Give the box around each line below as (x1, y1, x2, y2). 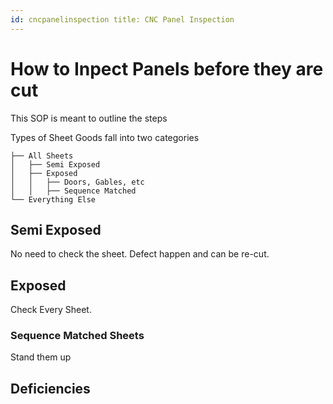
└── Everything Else (10, 194, 97, 205)
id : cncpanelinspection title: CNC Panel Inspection (10, 14, 235, 25)
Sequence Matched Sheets (10, 329, 145, 343)
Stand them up (10, 351, 72, 363)
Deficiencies (10, 380, 91, 397)
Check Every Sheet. (10, 304, 92, 316)
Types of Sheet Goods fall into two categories (10, 131, 200, 143)
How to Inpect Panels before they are (10, 57, 324, 80)
